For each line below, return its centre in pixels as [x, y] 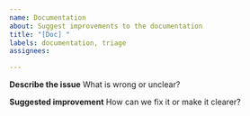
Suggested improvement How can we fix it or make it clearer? [125, 102]
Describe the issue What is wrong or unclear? [95, 85]
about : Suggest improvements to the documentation [106, 26]
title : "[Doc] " [40, 34]
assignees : [30, 51]
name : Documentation [48, 18]
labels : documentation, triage [68, 43]
